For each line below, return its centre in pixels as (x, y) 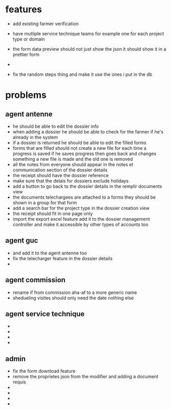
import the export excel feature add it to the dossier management (81, 219)
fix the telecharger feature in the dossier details (63, 258)
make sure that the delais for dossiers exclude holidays (70, 181)
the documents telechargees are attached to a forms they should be (84, 197)
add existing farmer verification (46, 24)
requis (19, 382)
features (24, 9)
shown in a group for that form (45, 202)
